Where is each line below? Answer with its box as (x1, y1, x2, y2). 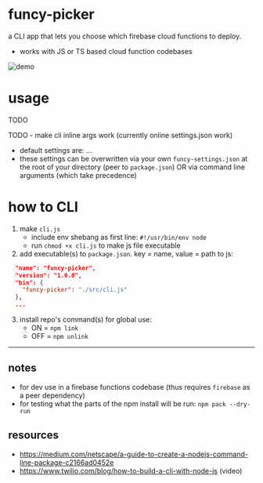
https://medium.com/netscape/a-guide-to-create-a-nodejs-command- (19, 449, 249, 459)
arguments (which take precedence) (19, 170, 137, 180)
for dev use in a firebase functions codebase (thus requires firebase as (19, 382, 250, 391)
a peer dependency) (19, 390, 86, 400)
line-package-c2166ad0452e (19, 457, 114, 467)
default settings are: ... (19, 145, 92, 154)
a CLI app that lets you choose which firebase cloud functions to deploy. (8, 31, 242, 41)
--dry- (229, 400, 251, 409)
